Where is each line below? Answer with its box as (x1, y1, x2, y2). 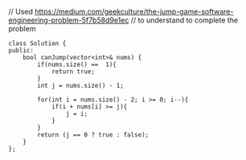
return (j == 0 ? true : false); (37, 131, 150, 139)
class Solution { (8, 39, 67, 47)
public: (8, 47, 35, 55)
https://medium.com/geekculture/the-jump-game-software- (35, 7, 234, 16)
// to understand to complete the (130, 15, 239, 25)
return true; (51, 68, 95, 76)
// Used (8, 7, 34, 16)
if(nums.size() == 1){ (37, 60, 117, 68)
